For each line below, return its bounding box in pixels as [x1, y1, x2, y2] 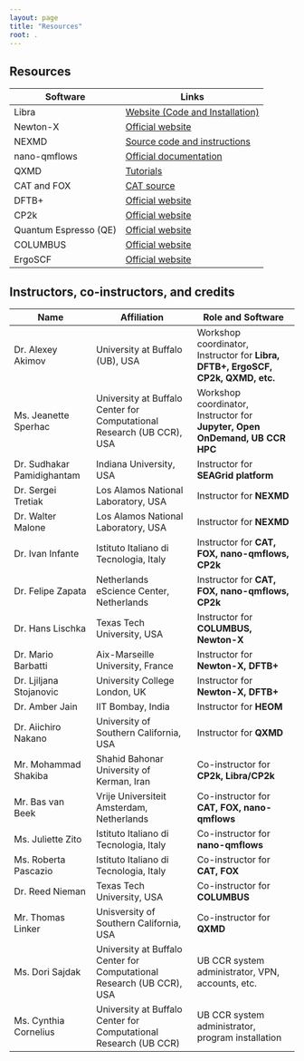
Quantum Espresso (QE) [14, 224, 118, 237]
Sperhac [14, 421, 51, 433]
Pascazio [14, 865, 53, 877]
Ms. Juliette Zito [14, 833, 82, 845]
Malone [14, 521, 46, 533]
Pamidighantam [14, 469, 81, 482]
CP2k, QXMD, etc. [196, 372, 276, 384]
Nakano [14, 732, 47, 745]
